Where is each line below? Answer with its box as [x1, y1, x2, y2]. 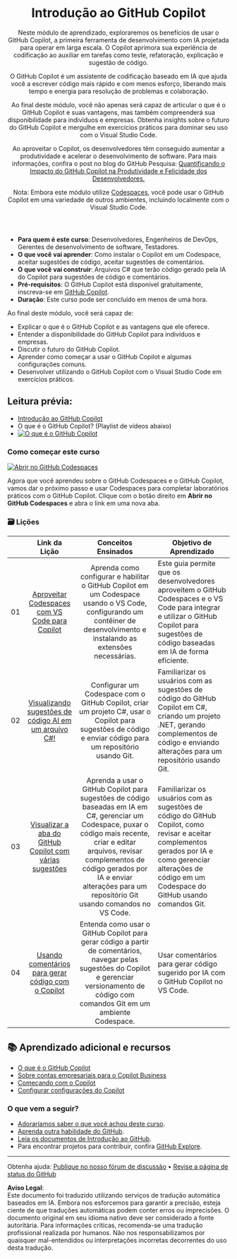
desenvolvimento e [83, 625, 147, 634]
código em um [157, 873, 206, 883]
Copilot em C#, [157, 702, 207, 712]
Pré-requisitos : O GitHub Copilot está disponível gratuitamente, [17, 280, 203, 289]
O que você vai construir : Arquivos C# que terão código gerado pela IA [17, 265, 226, 273]
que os [157, 567, 181, 577]
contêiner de [94, 616, 136, 626]
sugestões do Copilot [80, 963, 150, 973]
